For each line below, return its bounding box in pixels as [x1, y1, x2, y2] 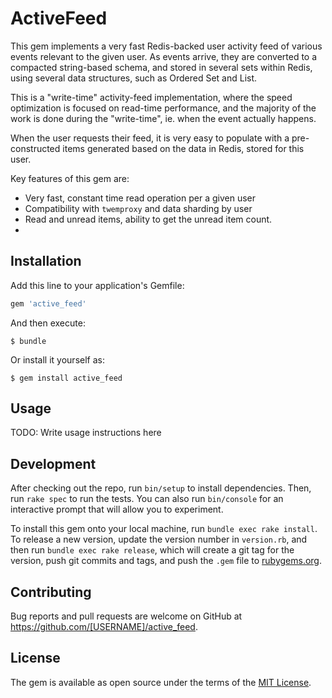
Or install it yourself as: [10, 353, 105, 366]
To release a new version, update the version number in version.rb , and [10, 533, 308, 546]
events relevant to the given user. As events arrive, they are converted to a [10, 50, 318, 62]
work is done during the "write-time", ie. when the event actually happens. [10, 112, 317, 124]
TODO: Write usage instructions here [10, 427, 162, 439]
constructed [10, 142, 61, 154]
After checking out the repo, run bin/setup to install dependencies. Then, [10, 482, 312, 494]
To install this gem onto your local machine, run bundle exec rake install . [10, 523, 318, 535]
